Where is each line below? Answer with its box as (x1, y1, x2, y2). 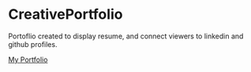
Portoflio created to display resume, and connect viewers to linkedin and (8, 31, 244, 41)
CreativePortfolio (8, 5, 123, 23)
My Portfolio (8, 55, 48, 64)
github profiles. (8, 39, 58, 49)
